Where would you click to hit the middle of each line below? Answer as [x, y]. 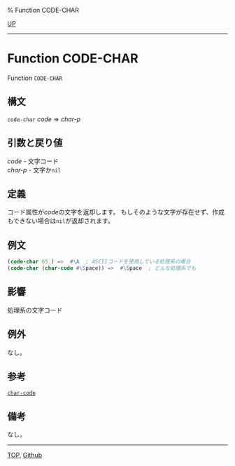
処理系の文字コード [35, 310]
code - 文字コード [33, 161]
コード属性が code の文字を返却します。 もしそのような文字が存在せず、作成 [116, 212]
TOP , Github [25, 455]
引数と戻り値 [35, 143]
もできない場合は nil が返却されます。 [60, 221]
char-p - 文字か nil [34, 170]
